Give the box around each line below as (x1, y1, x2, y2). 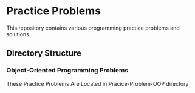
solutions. (6, 30, 31, 37)
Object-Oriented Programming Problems (6, 66, 129, 75)
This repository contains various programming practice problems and (6, 24, 180, 31)
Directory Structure (6, 48, 82, 59)
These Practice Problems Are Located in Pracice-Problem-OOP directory (6, 80, 189, 87)
